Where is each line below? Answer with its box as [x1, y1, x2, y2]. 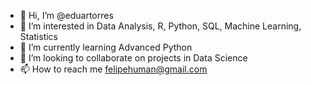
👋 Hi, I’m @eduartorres [19, 10, 114, 21]
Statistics [19, 31, 59, 42]
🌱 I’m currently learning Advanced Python [19, 41, 193, 53]
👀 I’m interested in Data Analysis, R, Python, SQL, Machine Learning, [19, 20, 302, 32]
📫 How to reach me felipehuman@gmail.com [19, 63, 208, 75]
